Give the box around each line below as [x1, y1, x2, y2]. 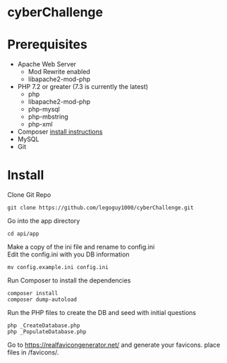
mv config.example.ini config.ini [7, 264, 109, 271]
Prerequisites [7, 37, 88, 53]
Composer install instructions [17, 128, 103, 136]
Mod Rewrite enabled [27, 68, 90, 76]
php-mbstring [27, 112, 68, 121]
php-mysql [27, 105, 60, 114]
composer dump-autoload [7, 296, 78, 304]
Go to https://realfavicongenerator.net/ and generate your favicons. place [7, 340, 221, 350]
